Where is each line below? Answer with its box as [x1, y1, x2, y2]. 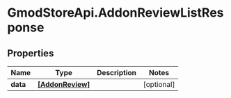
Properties [7, 47, 54, 59]
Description [97, 68, 137, 77]
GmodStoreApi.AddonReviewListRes [7, 5, 224, 21]
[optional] [143, 80, 175, 89]
